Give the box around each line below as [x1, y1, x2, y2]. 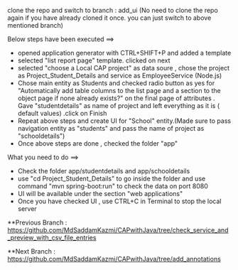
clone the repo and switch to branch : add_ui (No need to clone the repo [7, 6, 218, 14]
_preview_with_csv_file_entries [7, 234, 97, 242]
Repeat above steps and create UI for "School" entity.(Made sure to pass [17, 117, 232, 125]
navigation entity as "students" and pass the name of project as [17, 124, 205, 132]
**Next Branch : [7, 247, 55, 255]
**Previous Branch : [7, 218, 67, 227]
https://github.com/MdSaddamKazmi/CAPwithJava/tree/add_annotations [7, 255, 222, 263]
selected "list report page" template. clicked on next [17, 56, 171, 65]
